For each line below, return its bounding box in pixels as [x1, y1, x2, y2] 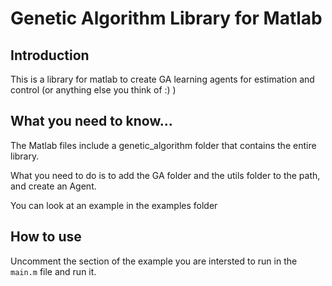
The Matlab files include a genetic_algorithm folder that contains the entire [10, 139, 317, 151]
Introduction [10, 47, 90, 64]
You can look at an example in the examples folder [10, 199, 218, 211]
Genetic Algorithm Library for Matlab [10, 7, 323, 30]
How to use [10, 228, 82, 246]
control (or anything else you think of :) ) [10, 84, 177, 96]
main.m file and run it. [10, 265, 97, 277]
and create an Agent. [10, 180, 97, 192]
